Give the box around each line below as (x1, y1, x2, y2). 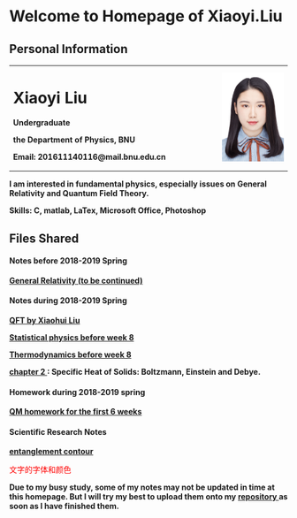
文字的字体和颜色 (9, 466, 72, 475)
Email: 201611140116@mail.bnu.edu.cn (12, 151, 166, 162)
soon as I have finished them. (9, 501, 119, 512)
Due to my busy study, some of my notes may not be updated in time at (9, 482, 276, 492)
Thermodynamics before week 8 (9, 349, 132, 360)
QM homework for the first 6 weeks (9, 407, 142, 417)
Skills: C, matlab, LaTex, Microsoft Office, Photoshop (9, 205, 207, 216)
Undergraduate (12, 117, 71, 127)
